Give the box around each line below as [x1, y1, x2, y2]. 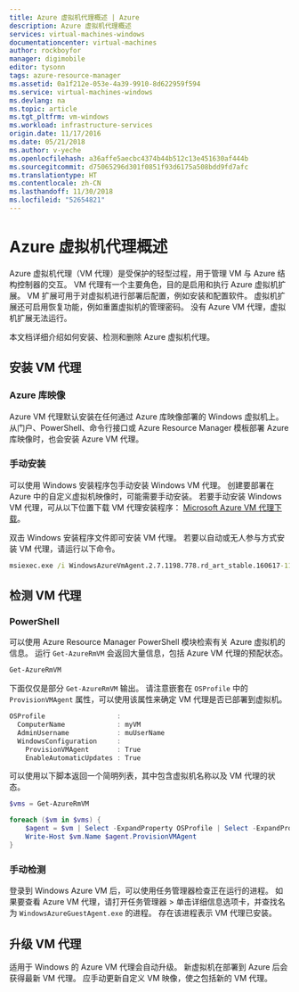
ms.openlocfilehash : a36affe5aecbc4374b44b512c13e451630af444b [9, 153, 249, 163]
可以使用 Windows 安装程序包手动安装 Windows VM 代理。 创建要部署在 [9, 479, 274, 491]
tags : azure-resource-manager [9, 71, 122, 80]
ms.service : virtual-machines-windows [9, 87, 153, 96]
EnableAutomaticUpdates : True [25, 753, 141, 763]
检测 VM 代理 [9, 588, 82, 603]
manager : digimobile [9, 54, 86, 63]
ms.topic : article [9, 104, 77, 113]
